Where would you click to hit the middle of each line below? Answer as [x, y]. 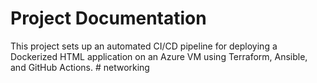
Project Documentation [108, 18]
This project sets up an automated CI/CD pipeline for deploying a [144, 46]
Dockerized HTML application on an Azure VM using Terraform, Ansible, [159, 56]
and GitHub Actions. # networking [80, 67]
